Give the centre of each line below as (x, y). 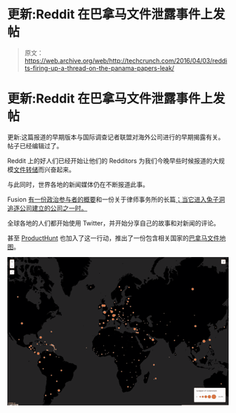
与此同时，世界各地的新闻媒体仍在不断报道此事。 (78, 184)
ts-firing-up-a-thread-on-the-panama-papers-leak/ (99, 68)
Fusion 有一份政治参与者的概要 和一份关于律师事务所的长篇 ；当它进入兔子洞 (116, 199)
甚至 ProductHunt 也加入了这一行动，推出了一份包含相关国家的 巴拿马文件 (113, 238)
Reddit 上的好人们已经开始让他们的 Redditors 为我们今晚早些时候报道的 (110, 160)
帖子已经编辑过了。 (35, 145)
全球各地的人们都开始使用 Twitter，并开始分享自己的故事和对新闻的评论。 (113, 223)
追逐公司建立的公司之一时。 (47, 208)
